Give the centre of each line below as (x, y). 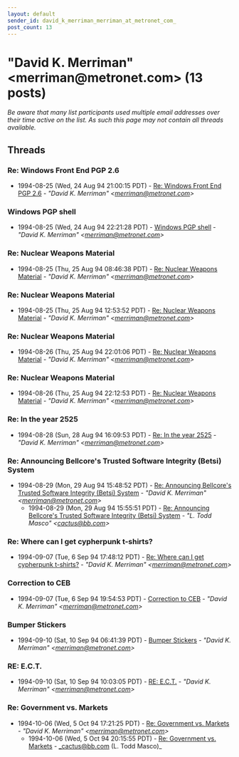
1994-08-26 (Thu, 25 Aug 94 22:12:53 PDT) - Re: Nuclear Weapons (117, 393)
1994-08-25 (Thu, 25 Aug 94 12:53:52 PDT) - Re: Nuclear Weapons (116, 310)
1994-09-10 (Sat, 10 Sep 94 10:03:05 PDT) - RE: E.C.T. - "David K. (114, 682)
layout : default (31, 14)
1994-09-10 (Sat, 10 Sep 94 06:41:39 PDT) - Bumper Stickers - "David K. (124, 640)
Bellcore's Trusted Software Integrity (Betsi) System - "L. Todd (120, 516)
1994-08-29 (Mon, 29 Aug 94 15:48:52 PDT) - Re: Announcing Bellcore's (124, 486)
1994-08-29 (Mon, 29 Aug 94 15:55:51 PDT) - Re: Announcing (119, 508)
